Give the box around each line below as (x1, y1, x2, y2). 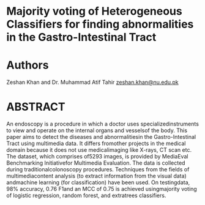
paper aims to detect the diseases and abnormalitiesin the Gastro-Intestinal (6, 133, 196, 141)
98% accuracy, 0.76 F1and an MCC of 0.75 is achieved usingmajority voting (6, 185, 197, 193)
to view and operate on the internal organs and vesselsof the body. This (6, 127, 188, 134)
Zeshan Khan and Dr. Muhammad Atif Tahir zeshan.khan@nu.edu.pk (6, 78, 179, 86)
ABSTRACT (6, 100, 65, 114)
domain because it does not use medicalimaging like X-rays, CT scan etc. (6, 146, 192, 154)
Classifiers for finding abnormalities (6, 17, 194, 31)
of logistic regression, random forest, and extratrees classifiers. (6, 192, 166, 199)
